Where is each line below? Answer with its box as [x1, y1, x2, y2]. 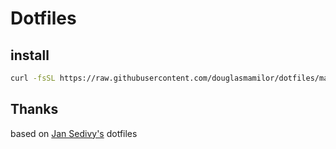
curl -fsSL [10, 73, 56, 83]
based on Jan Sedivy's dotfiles [10, 127, 138, 139]
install [10, 47, 50, 64]
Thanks [10, 101, 59, 118]
